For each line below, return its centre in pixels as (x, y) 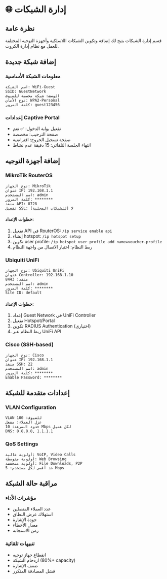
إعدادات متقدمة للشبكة (37, 393)
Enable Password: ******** (34, 377)
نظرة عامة (20, 28)
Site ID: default (24, 293)
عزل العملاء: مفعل (24, 423)
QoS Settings (22, 444)
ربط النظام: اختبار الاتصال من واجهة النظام (52, 247)
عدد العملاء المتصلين (32, 509)
